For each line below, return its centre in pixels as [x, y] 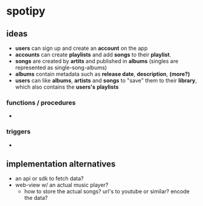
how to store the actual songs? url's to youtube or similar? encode [107, 191]
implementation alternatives [61, 164]
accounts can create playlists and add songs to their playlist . [93, 55]
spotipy [26, 11]
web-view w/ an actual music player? [62, 185]
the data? [36, 198]
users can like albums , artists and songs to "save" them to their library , [106, 81]
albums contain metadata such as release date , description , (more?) [102, 74]
